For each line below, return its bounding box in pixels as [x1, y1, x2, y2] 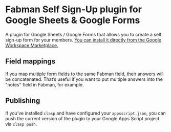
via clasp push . [5, 121, 37, 127]
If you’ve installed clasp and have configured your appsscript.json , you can [5, 110, 166, 116]
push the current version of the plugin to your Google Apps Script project [5, 115, 160, 121]
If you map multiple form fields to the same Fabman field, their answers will [5, 71, 164, 77]
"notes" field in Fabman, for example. [5, 81, 84, 87]
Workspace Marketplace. [5, 42, 58, 48]
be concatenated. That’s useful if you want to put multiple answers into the [5, 76, 163, 82]
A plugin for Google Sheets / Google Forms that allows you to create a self [5, 31, 162, 37]
